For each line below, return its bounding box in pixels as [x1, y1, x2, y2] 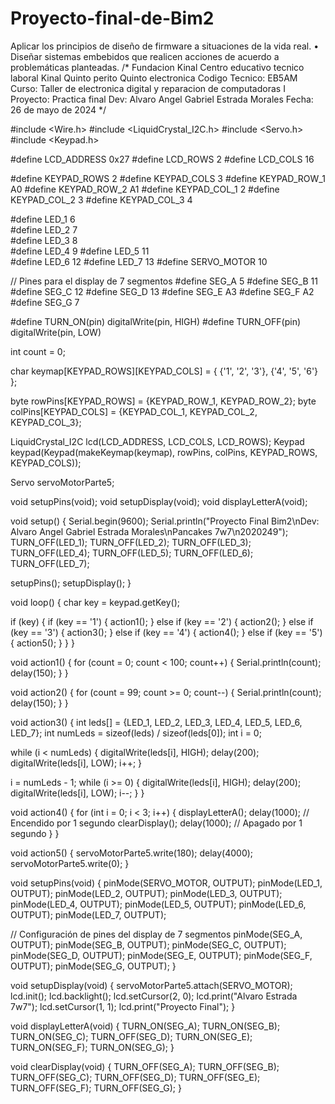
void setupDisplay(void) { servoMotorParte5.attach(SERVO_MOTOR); [10, 979, 293, 991]
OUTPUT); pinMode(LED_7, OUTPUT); [10, 908, 167, 921]
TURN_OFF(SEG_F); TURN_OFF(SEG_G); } [10, 1082, 182, 1094]
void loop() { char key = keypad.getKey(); [10, 596, 180, 608]
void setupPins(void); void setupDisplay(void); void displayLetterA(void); [10, 495, 308, 507]
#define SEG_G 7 [10, 296, 80, 308]
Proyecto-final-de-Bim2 [10, 7, 215, 30]
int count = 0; [10, 345, 66, 357]
